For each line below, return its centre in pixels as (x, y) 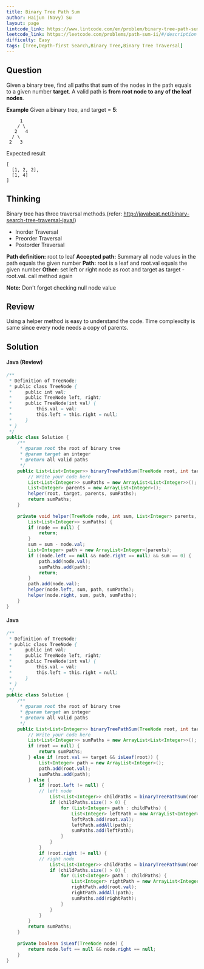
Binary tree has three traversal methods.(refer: (64, 214)
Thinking (24, 199)
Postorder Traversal (40, 245)
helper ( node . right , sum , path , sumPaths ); (83, 596)
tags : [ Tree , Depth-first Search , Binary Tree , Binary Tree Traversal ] (95, 46)
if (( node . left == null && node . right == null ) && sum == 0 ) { (110, 556)
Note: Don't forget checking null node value (61, 287)
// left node (55, 791)
